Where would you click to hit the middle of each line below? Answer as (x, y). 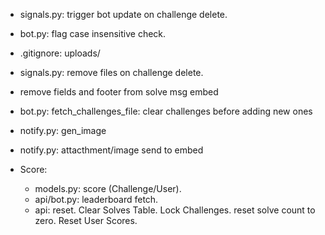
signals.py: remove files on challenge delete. (111, 72)
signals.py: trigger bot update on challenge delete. (123, 14)
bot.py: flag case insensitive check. (93, 33)
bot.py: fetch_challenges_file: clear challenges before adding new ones (166, 111)
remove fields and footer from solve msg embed (119, 92)
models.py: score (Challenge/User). (108, 188)
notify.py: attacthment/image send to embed (111, 150)
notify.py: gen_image (63, 130)
